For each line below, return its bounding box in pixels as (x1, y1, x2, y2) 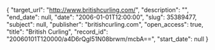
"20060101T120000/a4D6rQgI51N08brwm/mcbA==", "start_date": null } (6, 35, 209, 43)
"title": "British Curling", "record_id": (6, 27, 109, 36)
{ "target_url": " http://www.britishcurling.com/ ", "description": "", (6, 6, 189, 14)
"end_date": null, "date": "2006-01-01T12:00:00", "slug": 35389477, (6, 13, 197, 21)
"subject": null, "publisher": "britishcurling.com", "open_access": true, (6, 21, 203, 28)
